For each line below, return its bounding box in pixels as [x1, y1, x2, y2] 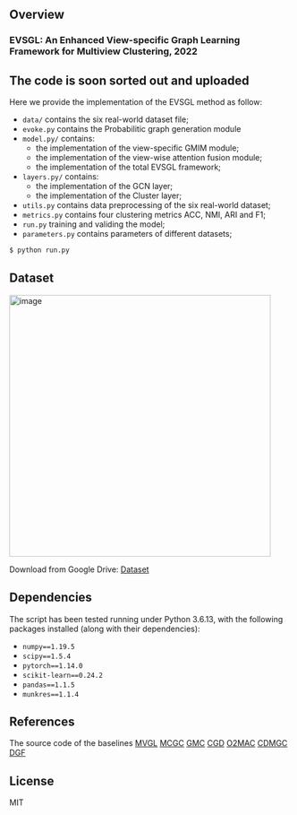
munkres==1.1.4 [21, 689, 80, 698]
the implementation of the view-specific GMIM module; [35, 143, 240, 153]
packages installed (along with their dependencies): [9, 623, 200, 634]
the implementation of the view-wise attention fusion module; [35, 152, 263, 163]
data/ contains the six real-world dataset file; [21, 114, 190, 125]
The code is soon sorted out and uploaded [9, 73, 250, 88]
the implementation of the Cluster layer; [35, 190, 182, 201]
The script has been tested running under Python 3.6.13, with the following [9, 613, 284, 624]
